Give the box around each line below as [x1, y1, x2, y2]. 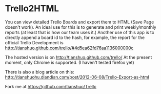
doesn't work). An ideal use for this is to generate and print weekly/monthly [5, 24, 157, 30]
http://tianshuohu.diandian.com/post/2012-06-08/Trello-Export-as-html [5, 74, 150, 80]
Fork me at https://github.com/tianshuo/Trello [5, 83, 97, 89]
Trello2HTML [5, 3, 60, 14]
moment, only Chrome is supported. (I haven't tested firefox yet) [5, 59, 134, 65]
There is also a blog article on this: [5, 69, 75, 75]
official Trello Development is [5, 39, 63, 45]
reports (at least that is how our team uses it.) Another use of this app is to [5, 29, 155, 35]
